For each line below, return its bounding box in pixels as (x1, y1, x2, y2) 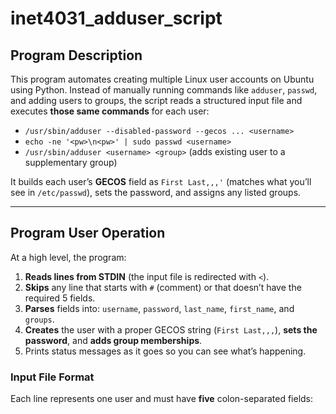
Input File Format (10, 370, 95, 384)
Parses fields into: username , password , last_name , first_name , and (24, 302, 295, 314)
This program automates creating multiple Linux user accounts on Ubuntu (10, 73, 315, 85)
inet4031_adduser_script (10, 7, 223, 30)
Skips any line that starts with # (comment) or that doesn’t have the (24, 281, 302, 293)
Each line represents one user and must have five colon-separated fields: (10, 393, 314, 405)
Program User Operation (10, 225, 166, 242)
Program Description (10, 47, 143, 64)
